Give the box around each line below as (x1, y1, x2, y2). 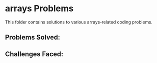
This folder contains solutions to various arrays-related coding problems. (5, 19, 153, 25)
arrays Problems (5, 3, 74, 14)
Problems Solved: (5, 33, 60, 42)
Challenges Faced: (5, 50, 64, 58)
